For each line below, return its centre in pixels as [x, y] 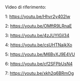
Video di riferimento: [26, 7]
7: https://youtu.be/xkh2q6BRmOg [40, 73]
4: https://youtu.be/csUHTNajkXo [39, 45]
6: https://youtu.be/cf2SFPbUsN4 [39, 64]
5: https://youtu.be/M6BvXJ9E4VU [40, 54]
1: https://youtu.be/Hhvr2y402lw [38, 16]
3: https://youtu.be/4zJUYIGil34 [37, 35]
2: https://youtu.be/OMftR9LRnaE [39, 26]
